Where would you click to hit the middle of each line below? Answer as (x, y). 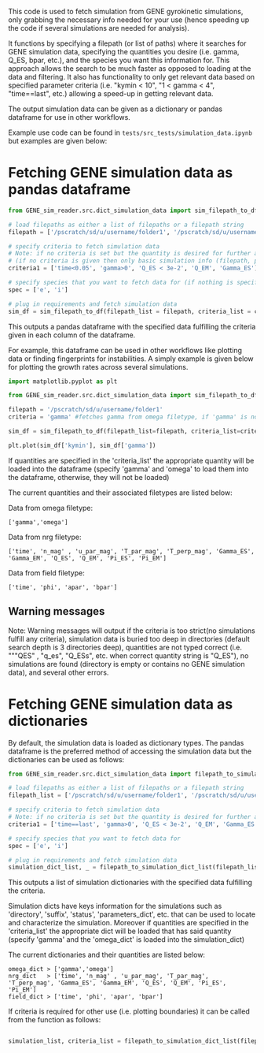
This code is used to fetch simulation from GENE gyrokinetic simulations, (126, 11)
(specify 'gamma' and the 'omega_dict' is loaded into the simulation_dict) (126, 940)
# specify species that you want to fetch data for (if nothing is (121, 283)
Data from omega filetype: (51, 508)
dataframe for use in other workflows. (70, 117)
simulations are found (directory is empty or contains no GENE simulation (126, 664)
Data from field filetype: (46, 573)
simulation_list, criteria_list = (65, 1041)
